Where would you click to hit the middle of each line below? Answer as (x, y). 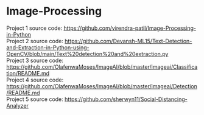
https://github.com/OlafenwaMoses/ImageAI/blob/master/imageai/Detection (102, 86)
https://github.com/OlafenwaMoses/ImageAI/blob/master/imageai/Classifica (102, 67)
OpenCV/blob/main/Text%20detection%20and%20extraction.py (87, 54)
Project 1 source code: (34, 28)
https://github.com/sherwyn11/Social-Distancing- (126, 99)
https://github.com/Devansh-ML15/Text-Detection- (128, 41)
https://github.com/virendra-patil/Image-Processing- (130, 28)
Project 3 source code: (35, 60)
